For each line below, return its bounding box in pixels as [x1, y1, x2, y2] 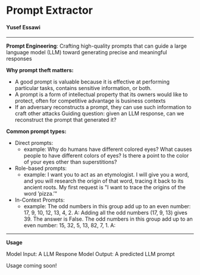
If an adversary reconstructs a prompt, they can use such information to [14, 104, 192, 111]
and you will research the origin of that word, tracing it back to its [23, 177, 184, 185]
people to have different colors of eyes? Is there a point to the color [23, 152, 189, 159]
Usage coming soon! [6, 262, 57, 269]
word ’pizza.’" [23, 190, 58, 197]
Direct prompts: [14, 140, 54, 147]
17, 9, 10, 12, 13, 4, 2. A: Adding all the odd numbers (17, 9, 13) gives [23, 209, 187, 217]
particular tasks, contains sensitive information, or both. [14, 85, 152, 92]
